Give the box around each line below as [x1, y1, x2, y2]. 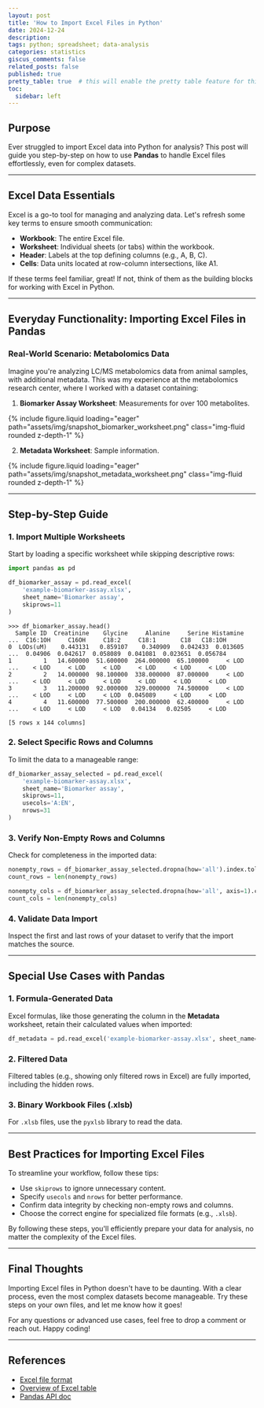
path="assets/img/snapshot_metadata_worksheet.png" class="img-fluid [8, 469, 243, 479]
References [8, 1354, 66, 1367]
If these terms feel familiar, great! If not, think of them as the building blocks [8, 273, 254, 283]
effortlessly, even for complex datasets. [8, 159, 136, 169]
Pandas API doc [19, 1391, 71, 1401]
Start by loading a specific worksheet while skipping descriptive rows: [8, 549, 235, 559]
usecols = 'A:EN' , [22, 799, 76, 807]
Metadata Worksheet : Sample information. [19, 446, 159, 455]
